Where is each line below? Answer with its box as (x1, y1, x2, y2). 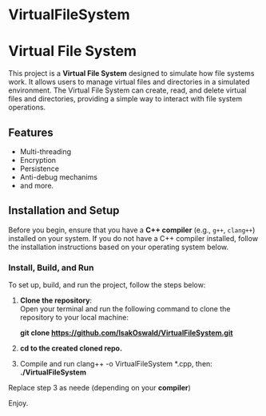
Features (8, 125, 54, 139)
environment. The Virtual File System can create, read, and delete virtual (8, 85, 247, 95)
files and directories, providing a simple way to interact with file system (8, 94, 242, 104)
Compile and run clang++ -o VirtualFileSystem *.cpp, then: (19, 359, 213, 369)
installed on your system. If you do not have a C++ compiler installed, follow (8, 233, 258, 243)
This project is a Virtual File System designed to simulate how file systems (8, 69, 255, 78)
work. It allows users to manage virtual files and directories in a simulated (8, 77, 250, 87)
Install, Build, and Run (8, 262, 94, 273)
